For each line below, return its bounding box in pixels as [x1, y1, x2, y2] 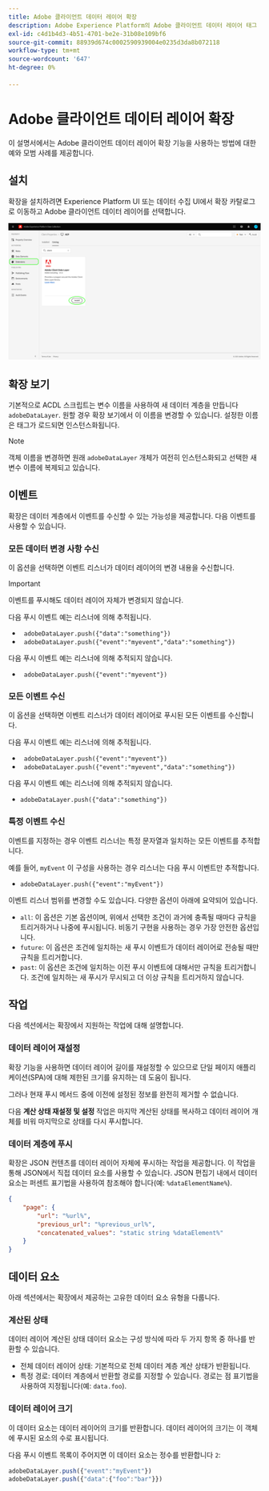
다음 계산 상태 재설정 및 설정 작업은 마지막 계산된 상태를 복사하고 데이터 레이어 [8, 1106, 251, 1116]
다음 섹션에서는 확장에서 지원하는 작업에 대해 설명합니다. [8, 1020, 184, 1030]
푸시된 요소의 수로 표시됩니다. [16, 1433, 110, 1442]
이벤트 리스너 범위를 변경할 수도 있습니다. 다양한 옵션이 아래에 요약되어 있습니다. [8, 895, 259, 904]
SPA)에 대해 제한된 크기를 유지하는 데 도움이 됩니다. [30, 1072, 191, 1082]
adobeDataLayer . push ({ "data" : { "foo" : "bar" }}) [8, 1475, 163, 1484]
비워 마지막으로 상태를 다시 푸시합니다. [22, 1116, 143, 1126]
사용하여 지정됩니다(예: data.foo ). [19, 1381, 127, 1391]
